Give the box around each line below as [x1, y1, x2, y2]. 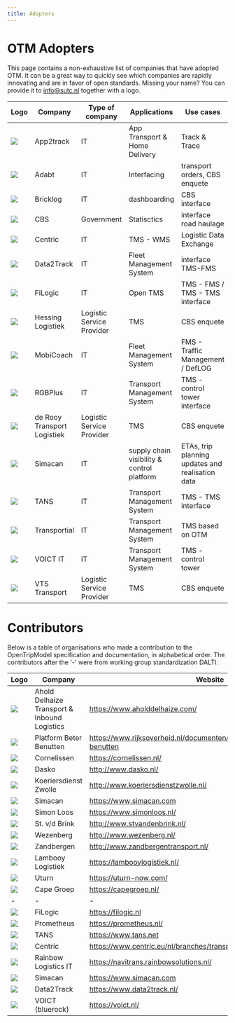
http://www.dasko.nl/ [89, 764, 159, 774]
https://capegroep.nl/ [89, 884, 159, 894]
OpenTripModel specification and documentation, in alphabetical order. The [7, 650, 225, 659]
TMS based [180, 521, 219, 530]
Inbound [34, 713, 62, 722]
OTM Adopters [7, 40, 94, 56]
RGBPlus [34, 387, 64, 397]
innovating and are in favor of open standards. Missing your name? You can [7, 78, 225, 87]
